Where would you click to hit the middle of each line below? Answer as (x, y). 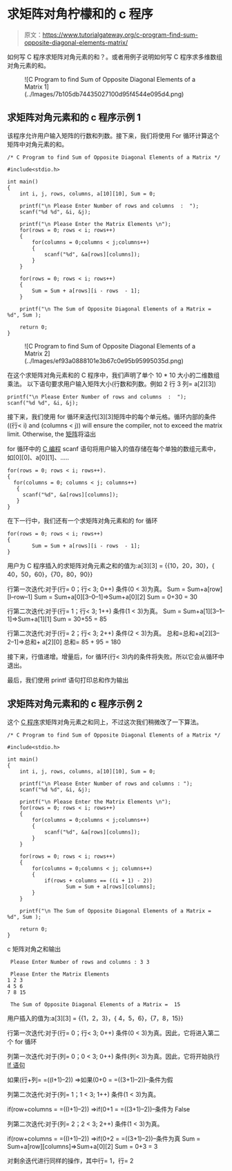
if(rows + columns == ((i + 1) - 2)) (98, 881)
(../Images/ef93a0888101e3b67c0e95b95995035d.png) (104, 360)
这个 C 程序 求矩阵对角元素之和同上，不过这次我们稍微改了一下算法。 (105, 722)
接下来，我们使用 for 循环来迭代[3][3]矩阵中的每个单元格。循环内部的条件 (112, 416)
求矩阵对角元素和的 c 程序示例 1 (74, 117)
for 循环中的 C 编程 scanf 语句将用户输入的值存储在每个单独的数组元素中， (113, 448)
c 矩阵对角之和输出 (34, 949)
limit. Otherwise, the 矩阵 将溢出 (52, 434)
